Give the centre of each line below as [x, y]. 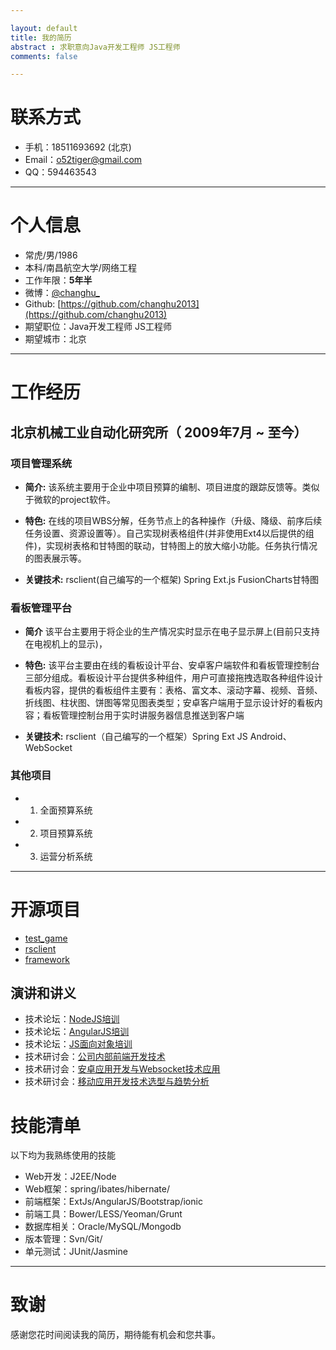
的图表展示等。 [55, 558]
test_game [46, 938]
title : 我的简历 [41, 37]
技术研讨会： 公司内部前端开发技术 [95, 1057]
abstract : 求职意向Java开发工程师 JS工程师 [95, 47]
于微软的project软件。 [70, 499]
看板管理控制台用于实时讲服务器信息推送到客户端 [143, 715]
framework [47, 959]
